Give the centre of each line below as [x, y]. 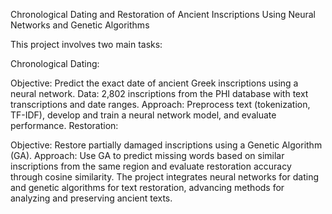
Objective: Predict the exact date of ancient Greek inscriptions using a [154, 83]
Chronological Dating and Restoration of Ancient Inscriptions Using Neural [163, 14]
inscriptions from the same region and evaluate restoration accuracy [151, 166]
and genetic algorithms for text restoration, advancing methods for [147, 187]
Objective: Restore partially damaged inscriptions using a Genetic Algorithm [166, 145]
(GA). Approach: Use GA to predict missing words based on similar [147, 155]
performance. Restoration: [64, 125]
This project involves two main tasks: [86, 44]
